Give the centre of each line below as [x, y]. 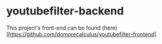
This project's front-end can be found [54, 28]
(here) [110, 28]
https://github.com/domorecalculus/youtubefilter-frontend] [82, 34]
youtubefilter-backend [65, 11]
